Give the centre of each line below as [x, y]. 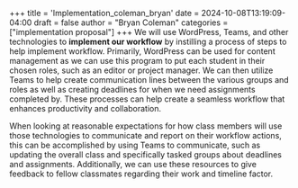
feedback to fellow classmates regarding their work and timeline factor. [141, 174]
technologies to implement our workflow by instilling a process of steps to [148, 41]
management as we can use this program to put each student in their [137, 61]
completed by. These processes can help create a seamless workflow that [147, 99]
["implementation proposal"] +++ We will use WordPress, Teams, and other [149, 32]
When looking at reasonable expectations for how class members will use [146, 126]
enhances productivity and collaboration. [86, 108]
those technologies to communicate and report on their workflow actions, [145, 135]
